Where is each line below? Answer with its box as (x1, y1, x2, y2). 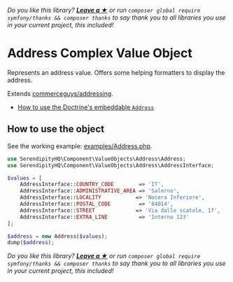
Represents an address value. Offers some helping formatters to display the (7, 68, 225, 76)
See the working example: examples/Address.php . (7, 141, 153, 150)
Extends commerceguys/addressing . (7, 89, 113, 97)
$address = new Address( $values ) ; (7, 232, 108, 240)
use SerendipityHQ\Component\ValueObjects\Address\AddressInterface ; (7, 162, 215, 169)
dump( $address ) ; (7, 239, 55, 246)
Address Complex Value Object (7, 45, 192, 62)
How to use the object (7, 123, 105, 135)
